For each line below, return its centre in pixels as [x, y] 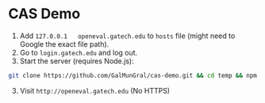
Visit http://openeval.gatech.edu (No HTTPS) [95, 90]
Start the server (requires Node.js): [77, 61]
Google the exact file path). [64, 44]
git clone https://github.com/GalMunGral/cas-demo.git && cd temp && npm [133, 75]
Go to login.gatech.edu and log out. [79, 52]
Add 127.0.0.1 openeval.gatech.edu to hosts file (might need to [127, 36]
